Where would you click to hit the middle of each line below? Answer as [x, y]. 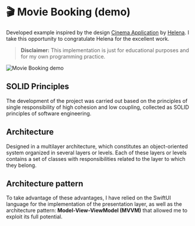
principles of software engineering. [49, 113]
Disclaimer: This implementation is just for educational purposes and [105, 50]
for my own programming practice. [63, 56]
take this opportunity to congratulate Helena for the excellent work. [88, 38]
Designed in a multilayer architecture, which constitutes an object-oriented [97, 146]
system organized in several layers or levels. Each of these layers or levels [97, 153]
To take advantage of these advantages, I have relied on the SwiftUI [89, 198]
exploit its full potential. [35, 217]
